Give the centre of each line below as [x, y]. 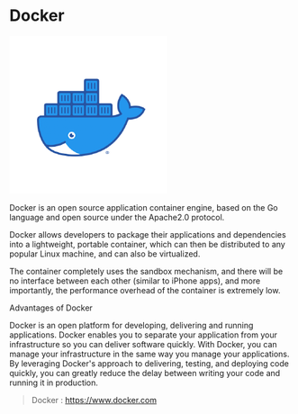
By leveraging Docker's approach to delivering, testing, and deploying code [149, 363]
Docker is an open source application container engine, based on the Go [144, 207]
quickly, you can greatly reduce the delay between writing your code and [145, 373]
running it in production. [54, 382]
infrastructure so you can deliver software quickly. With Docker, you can [143, 344]
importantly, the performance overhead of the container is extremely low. [145, 290]
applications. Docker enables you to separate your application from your [143, 335]
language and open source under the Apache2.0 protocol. [117, 217]
